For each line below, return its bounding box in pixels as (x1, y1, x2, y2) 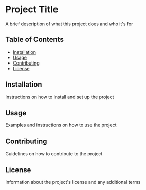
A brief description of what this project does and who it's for (5, 20, 133, 27)
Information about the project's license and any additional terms (5, 179, 141, 185)
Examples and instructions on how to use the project (5, 122, 117, 129)
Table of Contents (5, 35, 64, 44)
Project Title (5, 4, 59, 15)
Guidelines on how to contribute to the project (5, 151, 103, 157)
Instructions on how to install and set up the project (5, 94, 114, 100)
